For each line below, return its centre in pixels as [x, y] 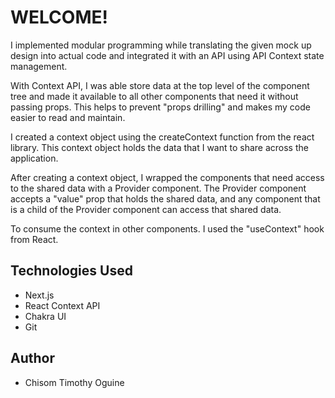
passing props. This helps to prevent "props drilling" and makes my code [160, 107]
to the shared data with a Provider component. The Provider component [158, 188]
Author [32, 358]
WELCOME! [59, 17]
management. [39, 66]
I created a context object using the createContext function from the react [162, 137]
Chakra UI [45, 316]
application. [34, 158]
